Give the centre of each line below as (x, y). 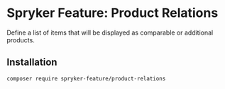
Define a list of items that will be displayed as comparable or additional (110, 32)
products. (21, 40)
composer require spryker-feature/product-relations (86, 78)
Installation (32, 63)
